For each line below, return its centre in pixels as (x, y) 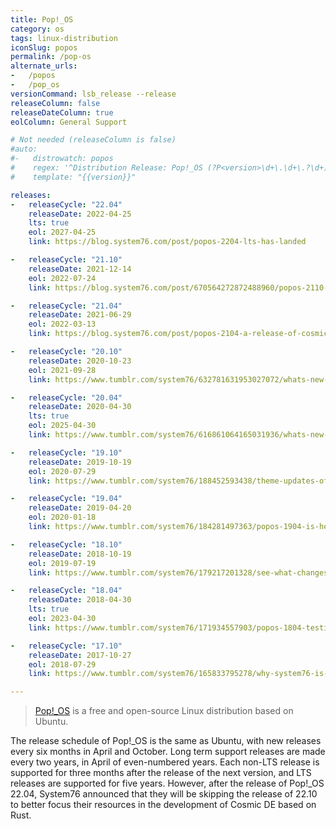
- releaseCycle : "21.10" (66, 260)
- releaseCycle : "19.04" (66, 499)
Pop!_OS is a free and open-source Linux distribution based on (164, 711)
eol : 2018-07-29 (62, 664)
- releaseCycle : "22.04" (66, 204)
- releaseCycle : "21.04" (66, 306)
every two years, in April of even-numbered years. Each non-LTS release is (165, 762)
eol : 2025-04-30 (62, 426)
